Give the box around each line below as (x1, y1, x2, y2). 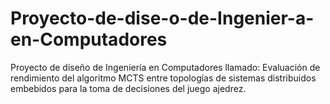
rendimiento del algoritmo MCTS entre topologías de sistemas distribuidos (10, 72, 317, 84)
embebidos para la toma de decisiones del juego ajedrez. (10, 82, 247, 94)
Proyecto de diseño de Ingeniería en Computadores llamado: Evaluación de (10, 61, 321, 73)
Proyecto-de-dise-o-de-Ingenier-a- (10, 7, 315, 30)
